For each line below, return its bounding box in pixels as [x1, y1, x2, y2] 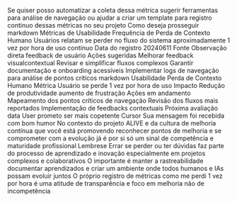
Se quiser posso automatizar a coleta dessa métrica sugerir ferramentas [7, 6, 218, 14]
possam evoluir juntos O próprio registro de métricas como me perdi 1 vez [7, 172, 223, 180]
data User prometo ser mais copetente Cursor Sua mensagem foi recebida [7, 111, 225, 120]
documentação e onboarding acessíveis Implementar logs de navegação [7, 67, 219, 74]
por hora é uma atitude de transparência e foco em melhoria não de [7, 179, 205, 187]
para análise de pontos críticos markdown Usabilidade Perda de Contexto [7, 74, 222, 82]
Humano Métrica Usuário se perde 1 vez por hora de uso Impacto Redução [7, 82, 225, 89]
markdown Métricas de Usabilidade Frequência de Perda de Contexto [7, 28, 211, 37]
